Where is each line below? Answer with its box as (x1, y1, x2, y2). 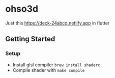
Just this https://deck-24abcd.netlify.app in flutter (5, 20, 110, 26)
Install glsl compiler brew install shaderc (12, 62, 100, 68)
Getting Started (5, 35, 55, 43)
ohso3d (5, 3, 39, 15)
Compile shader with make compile (12, 67, 85, 73)
